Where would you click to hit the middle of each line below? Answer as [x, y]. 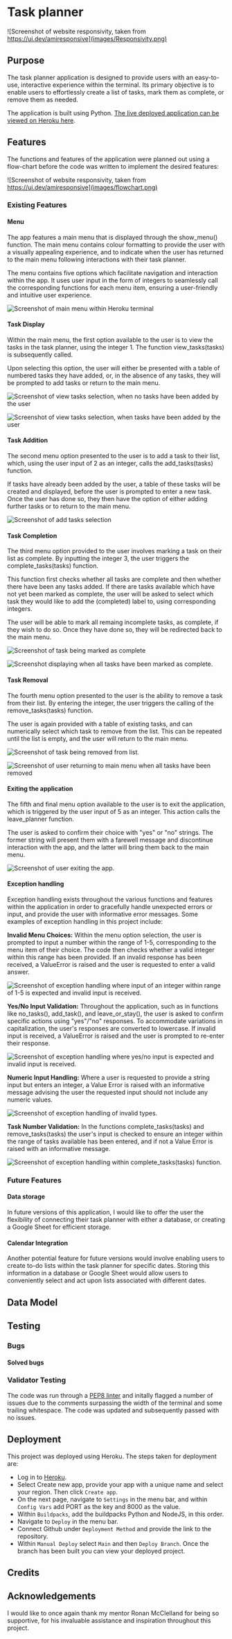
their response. [29, 1043]
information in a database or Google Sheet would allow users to [98, 1273]
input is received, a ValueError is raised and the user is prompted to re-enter [116, 1036]
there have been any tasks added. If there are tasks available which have [111, 587]
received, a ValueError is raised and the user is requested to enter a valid [111, 964]
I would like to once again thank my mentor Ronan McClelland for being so [113, 1613]
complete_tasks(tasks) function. [53, 566]
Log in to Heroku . [42, 1477]
